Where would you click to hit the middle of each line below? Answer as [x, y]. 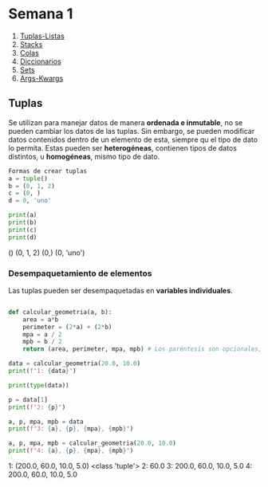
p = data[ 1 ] [28, 399]
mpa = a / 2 [42, 334]
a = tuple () [28, 179]
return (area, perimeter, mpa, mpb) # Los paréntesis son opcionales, [142, 349]
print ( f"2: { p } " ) [37, 407]
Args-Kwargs [41, 78]
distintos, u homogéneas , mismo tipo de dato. [84, 156]
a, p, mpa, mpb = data [46, 422]
